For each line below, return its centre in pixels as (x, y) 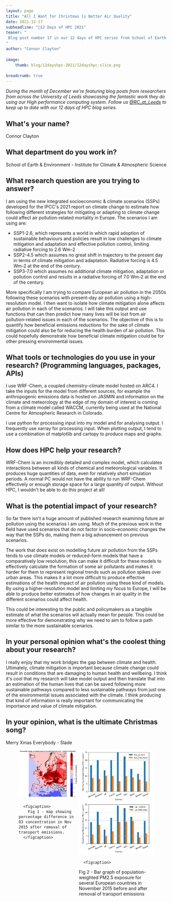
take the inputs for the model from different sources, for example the (78, 391)
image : (13, 60)
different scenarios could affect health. (47, 599)
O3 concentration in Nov (45, 822)
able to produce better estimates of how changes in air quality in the (78, 594)
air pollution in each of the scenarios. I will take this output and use (76, 308)
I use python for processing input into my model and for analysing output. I (84, 423)
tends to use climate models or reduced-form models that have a (74, 556)
